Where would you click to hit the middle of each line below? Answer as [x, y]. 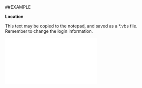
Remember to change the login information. [49, 31]
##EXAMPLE [18, 7]
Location [14, 16]
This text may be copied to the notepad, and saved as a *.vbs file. [71, 26]
